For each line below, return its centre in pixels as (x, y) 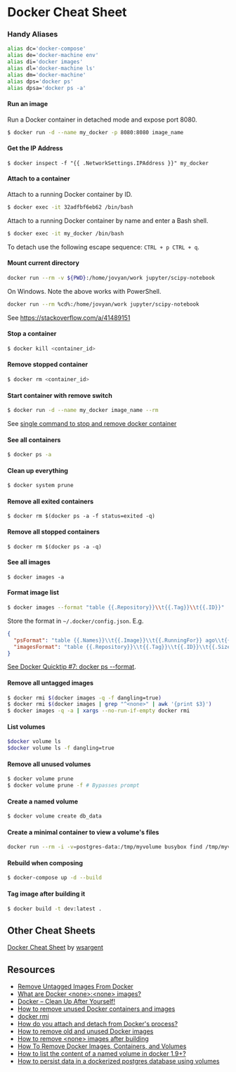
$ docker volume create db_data (54, 816)
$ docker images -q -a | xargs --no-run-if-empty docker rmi (99, 711)
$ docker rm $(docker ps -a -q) (54, 547)
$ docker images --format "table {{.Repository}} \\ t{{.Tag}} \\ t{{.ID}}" (116, 607)
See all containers (34, 439)
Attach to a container (39, 179)
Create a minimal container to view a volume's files (83, 832)
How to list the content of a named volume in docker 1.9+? (101, 1054)
